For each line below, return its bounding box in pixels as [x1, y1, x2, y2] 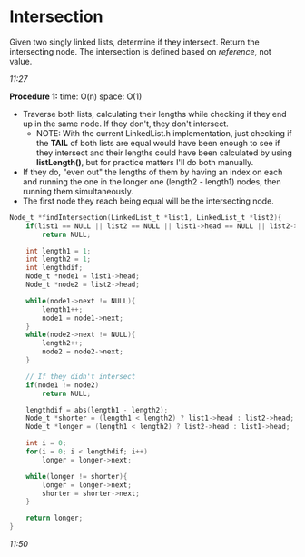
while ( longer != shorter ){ [25, 472, 128, 481]
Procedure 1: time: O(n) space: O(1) [9, 91, 143, 102]
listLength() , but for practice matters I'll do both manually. [35, 156, 254, 167]
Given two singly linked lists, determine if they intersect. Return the [9, 36, 261, 47]
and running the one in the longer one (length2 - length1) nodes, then [22, 175, 281, 187]
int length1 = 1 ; [25, 246, 92, 255]
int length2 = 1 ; [25, 254, 92, 264]
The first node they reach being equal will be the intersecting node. [22, 195, 274, 206]
